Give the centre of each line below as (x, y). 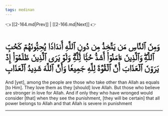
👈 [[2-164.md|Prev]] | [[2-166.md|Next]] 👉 (51, 24)
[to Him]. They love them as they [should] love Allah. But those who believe (82, 87)
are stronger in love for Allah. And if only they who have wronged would (79, 93)
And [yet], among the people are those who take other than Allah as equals (82, 82)
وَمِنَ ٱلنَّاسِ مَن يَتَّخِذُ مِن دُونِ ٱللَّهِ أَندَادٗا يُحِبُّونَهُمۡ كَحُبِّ (82, 46)
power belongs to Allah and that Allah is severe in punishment (69, 103)
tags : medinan (20, 10)
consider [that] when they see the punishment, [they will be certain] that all (82, 98)
